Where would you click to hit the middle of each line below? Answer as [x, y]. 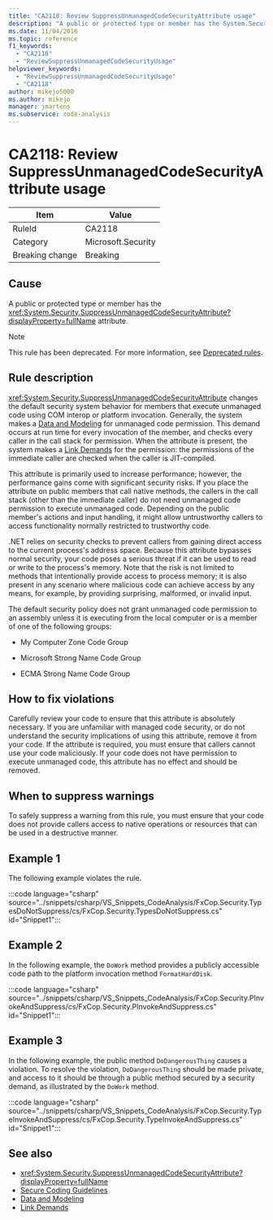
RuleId [25, 229]
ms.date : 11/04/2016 [43, 31]
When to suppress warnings [81, 796]
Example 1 [35, 858]
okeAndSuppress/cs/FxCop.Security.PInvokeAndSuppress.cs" [113, 1006]
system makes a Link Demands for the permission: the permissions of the [131, 449]
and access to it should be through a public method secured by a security [132, 1078]
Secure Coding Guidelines [64, 1190]
